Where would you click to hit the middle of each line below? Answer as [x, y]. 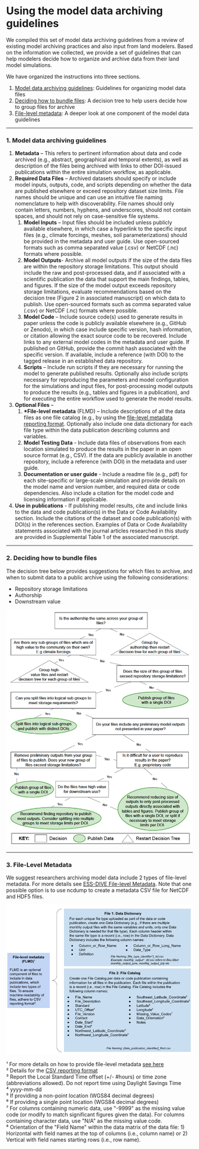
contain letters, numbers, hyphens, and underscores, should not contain [103, 210]
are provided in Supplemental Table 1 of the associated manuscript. [97, 537]
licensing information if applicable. [65, 499]
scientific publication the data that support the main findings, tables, [107, 279]
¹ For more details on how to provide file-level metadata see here [85, 1064]
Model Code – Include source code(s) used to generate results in [103, 317]
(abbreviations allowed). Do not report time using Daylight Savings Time [94, 1083]
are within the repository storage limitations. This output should [101, 267]
